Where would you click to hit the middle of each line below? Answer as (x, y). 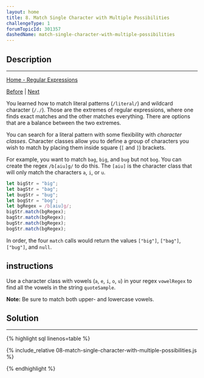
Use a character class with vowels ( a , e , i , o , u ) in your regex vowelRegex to (99, 280)
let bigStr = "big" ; (32, 184)
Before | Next (23, 91)
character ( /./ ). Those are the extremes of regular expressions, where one (100, 110)
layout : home (23, 12)
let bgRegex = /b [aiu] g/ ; (39, 206)
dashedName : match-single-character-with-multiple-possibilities (90, 35)
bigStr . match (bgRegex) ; (36, 212)
